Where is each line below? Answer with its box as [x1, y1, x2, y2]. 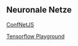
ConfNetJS [6, 21, 35, 28]
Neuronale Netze [6, 5, 72, 15]
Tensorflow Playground [6, 33, 65, 40]
